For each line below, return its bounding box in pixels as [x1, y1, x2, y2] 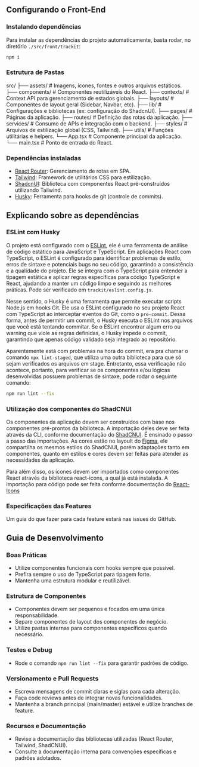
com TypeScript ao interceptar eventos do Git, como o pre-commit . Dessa [6, 310, 186, 317]
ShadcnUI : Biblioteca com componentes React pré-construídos [14, 180, 170, 188]
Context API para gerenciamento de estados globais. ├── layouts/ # [6, 94, 174, 102]
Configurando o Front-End [6, 5, 106, 15]
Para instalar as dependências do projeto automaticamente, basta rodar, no [6, 36, 191, 44]
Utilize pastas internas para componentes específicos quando [14, 624, 167, 632]
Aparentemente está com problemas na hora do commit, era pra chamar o [6, 347, 189, 354]
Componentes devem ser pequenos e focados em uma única [14, 606, 165, 613]
